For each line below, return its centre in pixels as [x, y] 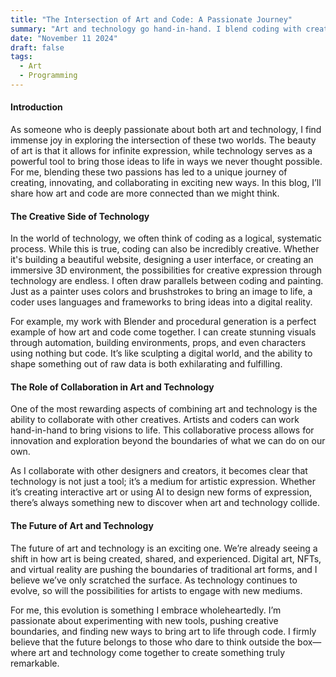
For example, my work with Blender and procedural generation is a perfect [163, 322]
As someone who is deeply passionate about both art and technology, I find [166, 130]
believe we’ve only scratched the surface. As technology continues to [154, 580]
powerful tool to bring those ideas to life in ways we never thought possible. [166, 162]
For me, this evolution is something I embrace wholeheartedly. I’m [146, 610]
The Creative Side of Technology [80, 216]
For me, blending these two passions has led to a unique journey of [149, 172]
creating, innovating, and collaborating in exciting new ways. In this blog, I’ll [166, 183]
